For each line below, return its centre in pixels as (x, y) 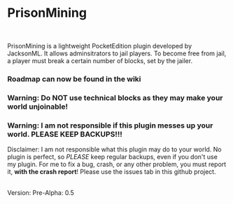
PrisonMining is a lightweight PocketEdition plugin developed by (100, 46)
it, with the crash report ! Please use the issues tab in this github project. (112, 172)
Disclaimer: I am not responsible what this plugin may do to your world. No (114, 149)
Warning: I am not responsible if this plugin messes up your (110, 125)
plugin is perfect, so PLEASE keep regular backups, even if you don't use (113, 157)
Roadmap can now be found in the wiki (74, 79)
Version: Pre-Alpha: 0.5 (41, 193)
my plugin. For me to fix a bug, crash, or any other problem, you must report (117, 164)
